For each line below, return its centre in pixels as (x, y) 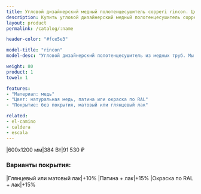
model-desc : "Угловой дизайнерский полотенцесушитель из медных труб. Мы (100, 56)
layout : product (26, 23)
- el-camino (21, 122)
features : (19, 88)
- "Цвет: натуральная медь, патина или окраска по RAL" (77, 99)
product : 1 (20, 72)
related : (17, 116)
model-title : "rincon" (34, 50)
